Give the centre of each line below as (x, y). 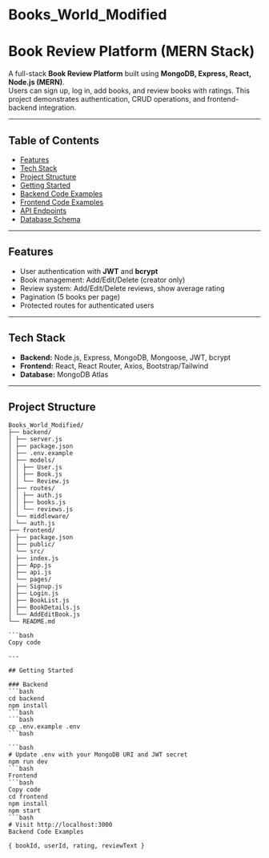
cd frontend (28, 797)
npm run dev (28, 762)
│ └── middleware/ (39, 517)
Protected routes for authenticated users (87, 305)
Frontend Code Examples (62, 202)
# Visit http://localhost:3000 (60, 825)
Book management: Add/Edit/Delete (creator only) (102, 280)
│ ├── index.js (34, 558)
